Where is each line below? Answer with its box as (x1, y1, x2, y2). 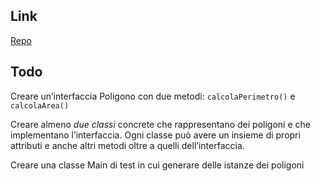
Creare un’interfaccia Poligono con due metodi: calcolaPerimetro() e (10, 90, 296, 102)
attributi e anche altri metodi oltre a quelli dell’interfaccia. (10, 139, 245, 151)
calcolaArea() (10, 100, 70, 111)
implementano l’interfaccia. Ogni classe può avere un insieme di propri (10, 129, 301, 141)
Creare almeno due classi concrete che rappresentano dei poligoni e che (10, 118, 311, 130)
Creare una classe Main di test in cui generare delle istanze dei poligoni (10, 159, 305, 171)
